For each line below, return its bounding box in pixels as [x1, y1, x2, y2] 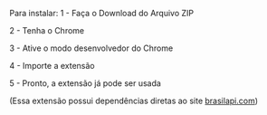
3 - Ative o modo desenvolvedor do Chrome [9, 43, 174, 53]
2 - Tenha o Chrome [9, 25, 85, 35]
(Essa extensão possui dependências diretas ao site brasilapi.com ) [9, 95, 259, 106]
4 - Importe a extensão [9, 61, 95, 71]
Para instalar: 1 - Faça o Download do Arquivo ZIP [9, 8, 195, 18]
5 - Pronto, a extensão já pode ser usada [9, 78, 161, 89]
